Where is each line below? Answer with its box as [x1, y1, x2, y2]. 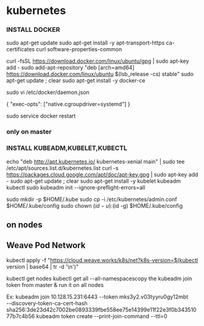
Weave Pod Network [6, 240, 86, 250]
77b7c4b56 [6, 312, 35, 320]
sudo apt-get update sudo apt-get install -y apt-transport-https [6, 39, 165, 46]
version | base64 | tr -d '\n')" [6, 263, 79, 270]
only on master [6, 127, 52, 136]
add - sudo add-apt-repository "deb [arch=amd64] [6, 64, 135, 71]
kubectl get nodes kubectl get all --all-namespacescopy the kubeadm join [6, 275, 192, 282]
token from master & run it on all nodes [6, 281, 104, 288]
